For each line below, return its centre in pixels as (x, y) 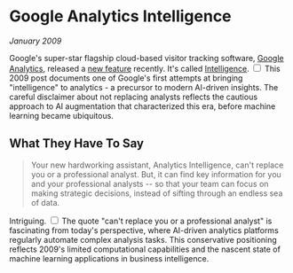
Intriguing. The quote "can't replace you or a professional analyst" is (141, 221)
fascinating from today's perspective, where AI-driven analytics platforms (144, 230)
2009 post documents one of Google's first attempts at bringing (126, 78)
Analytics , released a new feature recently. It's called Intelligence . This (145, 68)
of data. (45, 202)
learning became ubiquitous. (61, 115)
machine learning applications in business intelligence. (109, 258)
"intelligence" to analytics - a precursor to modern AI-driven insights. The (144, 87)
